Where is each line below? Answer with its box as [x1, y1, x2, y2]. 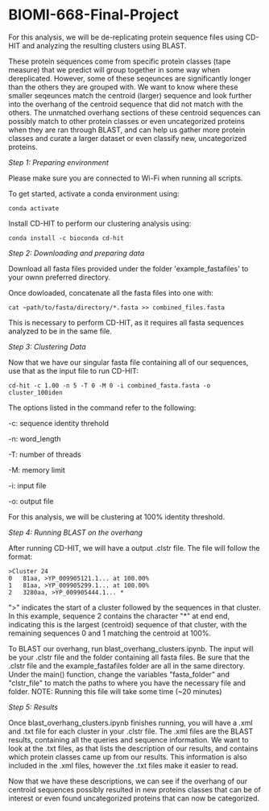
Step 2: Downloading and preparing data [8, 248, 145, 258]
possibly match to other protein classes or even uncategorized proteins [8, 116, 246, 126]
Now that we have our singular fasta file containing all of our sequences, [8, 357, 249, 367]
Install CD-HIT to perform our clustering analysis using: [8, 218, 192, 228]
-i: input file [8, 481, 47, 490]
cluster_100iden [8, 388, 63, 396]
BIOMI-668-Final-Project [8, 6, 180, 24]
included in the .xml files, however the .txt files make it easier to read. [8, 760, 239, 770]
